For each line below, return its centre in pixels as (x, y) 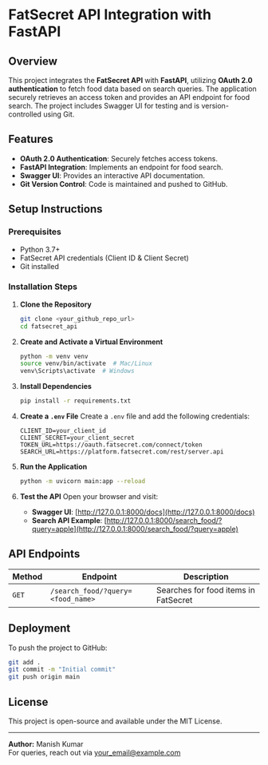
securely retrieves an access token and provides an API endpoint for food (129, 97)
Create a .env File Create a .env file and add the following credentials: (134, 416)
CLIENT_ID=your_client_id (63, 431)
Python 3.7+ (40, 249)
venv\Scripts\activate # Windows (77, 371)
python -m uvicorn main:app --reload (83, 482)
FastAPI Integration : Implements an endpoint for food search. (121, 167)
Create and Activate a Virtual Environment (91, 342)
